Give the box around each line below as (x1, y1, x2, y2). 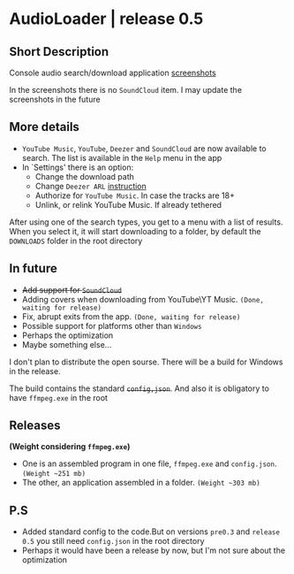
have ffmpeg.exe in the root (9, 392, 109, 402)
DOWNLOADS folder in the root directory (9, 235, 143, 246)
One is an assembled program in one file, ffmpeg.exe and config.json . (21, 458, 277, 469)
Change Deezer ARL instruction (34, 180, 147, 191)
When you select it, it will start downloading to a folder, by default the (9, 226, 261, 236)
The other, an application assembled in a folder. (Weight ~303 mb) (21, 478, 260, 488)
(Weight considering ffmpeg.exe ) (9, 441, 131, 452)
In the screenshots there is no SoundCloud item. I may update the (9, 85, 243, 95)
